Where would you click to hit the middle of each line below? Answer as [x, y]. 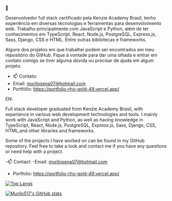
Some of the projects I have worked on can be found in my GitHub [75, 140]
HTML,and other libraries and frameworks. [50, 130]
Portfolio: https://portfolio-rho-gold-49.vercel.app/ [66, 174]
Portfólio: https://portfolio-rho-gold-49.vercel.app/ [66, 89]
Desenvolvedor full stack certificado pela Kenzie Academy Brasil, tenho [81, 18]
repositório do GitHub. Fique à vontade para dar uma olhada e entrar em [81, 55]
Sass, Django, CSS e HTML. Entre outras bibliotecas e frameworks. [76, 39]
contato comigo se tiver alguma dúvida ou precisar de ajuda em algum [80, 61]
